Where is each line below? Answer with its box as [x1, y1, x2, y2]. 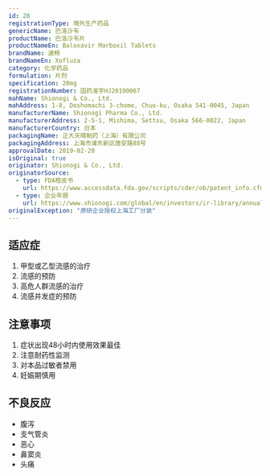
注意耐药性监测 [19, 350, 70, 359]
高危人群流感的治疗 [19, 281, 84, 291]
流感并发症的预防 [19, 292, 77, 301]
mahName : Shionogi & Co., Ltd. [8, 94, 113, 102]
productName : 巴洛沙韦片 [8, 34, 86, 43]
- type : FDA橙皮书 [15, 176, 74, 185]
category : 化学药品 [8, 64, 69, 72]
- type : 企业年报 [15, 191, 69, 200]
